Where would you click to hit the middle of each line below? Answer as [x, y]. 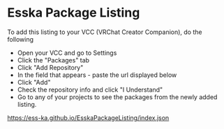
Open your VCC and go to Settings [67, 53]
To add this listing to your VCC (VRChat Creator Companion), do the [105, 32]
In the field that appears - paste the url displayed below [97, 75]
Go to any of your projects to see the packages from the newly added [117, 97]
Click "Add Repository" [50, 67]
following [20, 39]
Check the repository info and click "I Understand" [90, 89]
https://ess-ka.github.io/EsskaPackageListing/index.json [88, 118]
